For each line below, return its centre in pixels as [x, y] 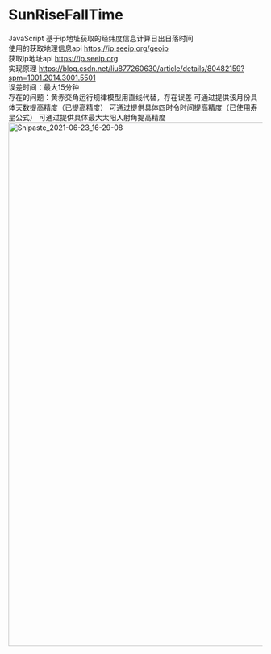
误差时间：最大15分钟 [44, 87]
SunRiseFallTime [66, 15]
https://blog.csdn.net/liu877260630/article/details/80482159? [141, 68]
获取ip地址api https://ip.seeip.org [63, 58]
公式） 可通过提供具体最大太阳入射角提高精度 [90, 117]
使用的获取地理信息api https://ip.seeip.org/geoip [89, 48]
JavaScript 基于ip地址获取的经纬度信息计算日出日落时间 [101, 38]
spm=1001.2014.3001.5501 [52, 78]
